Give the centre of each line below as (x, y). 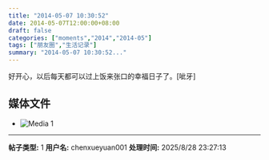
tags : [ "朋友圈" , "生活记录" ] (53, 45)
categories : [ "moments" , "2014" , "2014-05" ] (80, 38)
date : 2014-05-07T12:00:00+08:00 (64, 23)
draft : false (30, 30)
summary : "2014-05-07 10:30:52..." (68, 53)
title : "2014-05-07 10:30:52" (59, 16)
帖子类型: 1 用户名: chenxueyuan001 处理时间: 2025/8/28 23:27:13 (117, 147)
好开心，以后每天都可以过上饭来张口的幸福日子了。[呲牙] (102, 76)
